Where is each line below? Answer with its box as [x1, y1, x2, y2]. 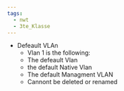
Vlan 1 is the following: [27, 49, 90, 57]
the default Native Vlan [27, 63, 92, 72]
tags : [7, 10, 23, 17]
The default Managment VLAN [27, 70, 114, 79]
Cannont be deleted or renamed [27, 78, 118, 86]
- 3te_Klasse [13, 23, 51, 29]
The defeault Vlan [27, 56, 78, 64]
